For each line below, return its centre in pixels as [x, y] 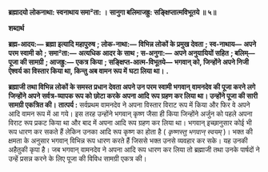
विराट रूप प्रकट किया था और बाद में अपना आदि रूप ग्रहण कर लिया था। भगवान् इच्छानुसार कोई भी [130, 123]
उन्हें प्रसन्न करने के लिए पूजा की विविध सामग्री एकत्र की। [78, 158]
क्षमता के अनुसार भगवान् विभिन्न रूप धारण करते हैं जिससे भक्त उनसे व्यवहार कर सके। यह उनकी [128, 141]
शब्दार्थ [16, 28]
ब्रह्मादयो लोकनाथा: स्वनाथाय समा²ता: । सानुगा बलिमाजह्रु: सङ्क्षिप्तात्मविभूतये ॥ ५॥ [112, 12]
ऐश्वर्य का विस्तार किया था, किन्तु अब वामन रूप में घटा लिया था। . [89, 71]
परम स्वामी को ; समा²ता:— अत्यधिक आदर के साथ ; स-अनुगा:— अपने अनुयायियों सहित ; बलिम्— [132, 53]
